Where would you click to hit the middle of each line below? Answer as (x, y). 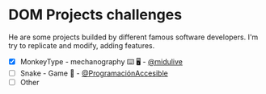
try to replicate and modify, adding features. (82, 45)
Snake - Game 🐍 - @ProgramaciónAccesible (94, 73)
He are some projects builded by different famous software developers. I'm (133, 37)
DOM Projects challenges (95, 15)
